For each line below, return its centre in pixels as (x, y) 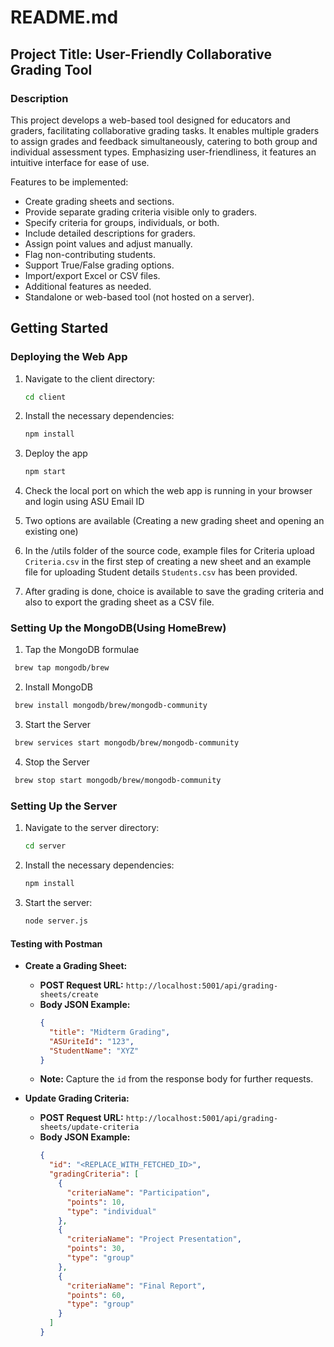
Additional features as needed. (88, 286)
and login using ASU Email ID (84, 502)
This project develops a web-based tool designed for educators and (150, 120)
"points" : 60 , (96, 1295)
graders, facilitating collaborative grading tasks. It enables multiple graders (165, 130)
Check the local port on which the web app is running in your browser (168, 491)
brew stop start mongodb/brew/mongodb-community (118, 781)
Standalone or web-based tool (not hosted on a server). (139, 297)
